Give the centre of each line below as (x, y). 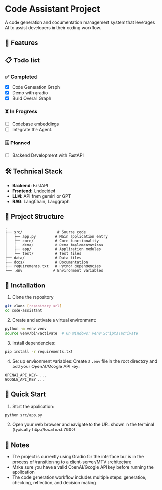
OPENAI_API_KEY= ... (26, 375)
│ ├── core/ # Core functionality (52, 241)
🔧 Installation (25, 286)
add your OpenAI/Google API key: (46, 366)
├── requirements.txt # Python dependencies (53, 266)
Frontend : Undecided (34, 191)
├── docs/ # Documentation (47, 262)
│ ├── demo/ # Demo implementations (54, 245)
